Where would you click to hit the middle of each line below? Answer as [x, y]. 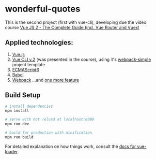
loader [11, 151]
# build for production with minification [48, 133]
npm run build [19, 137]
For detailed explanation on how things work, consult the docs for [70, 146]
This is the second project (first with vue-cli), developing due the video [76, 22]
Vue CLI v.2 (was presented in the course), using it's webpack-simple [81, 59]
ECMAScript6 [26, 70]
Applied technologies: [39, 43]
